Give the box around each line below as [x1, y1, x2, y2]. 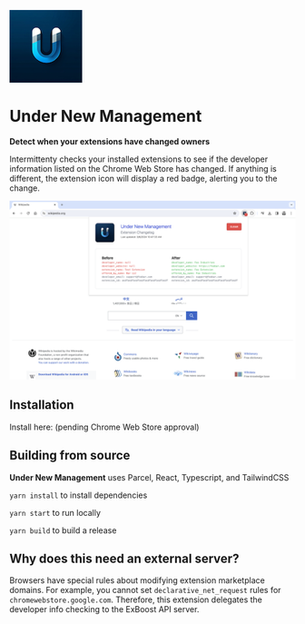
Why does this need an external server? [9, 550, 240, 566]
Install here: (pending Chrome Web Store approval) [9, 421, 200, 432]
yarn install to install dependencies [9, 490, 148, 500]
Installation [9, 397, 74, 413]
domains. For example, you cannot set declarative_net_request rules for [9, 585, 281, 596]
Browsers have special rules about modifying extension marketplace [9, 575, 265, 586]
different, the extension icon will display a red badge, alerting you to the [9, 173, 278, 183]
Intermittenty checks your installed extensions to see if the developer [9, 154, 269, 164]
